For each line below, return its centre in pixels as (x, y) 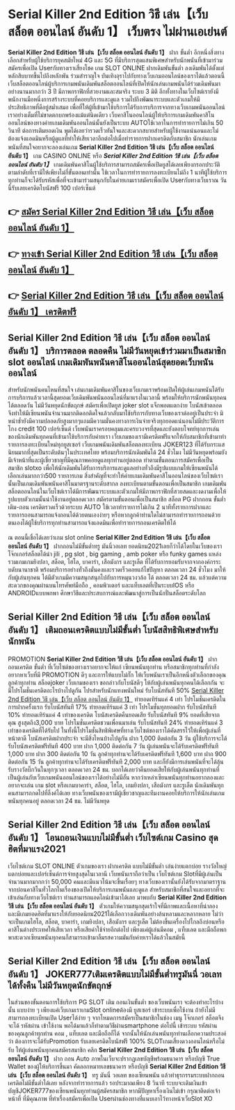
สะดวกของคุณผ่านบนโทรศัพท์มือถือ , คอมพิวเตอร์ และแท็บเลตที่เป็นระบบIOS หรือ (101, 585)
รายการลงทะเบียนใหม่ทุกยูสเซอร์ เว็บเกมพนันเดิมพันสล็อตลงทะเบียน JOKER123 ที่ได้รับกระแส (116, 444)
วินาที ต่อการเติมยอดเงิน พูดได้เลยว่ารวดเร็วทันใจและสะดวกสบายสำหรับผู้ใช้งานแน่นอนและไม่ (113, 130)
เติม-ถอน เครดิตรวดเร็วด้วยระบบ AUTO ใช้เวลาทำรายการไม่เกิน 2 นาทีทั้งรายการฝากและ (110, 507)
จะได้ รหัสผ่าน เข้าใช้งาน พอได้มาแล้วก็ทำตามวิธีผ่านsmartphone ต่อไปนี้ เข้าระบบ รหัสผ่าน (113, 1026)
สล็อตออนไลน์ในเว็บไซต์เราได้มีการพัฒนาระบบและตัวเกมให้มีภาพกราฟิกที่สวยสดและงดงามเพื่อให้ (117, 491)
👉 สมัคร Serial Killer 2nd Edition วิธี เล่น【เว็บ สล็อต (111, 212)
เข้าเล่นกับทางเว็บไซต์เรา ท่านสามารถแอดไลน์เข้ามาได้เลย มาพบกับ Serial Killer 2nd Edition (117, 897)
